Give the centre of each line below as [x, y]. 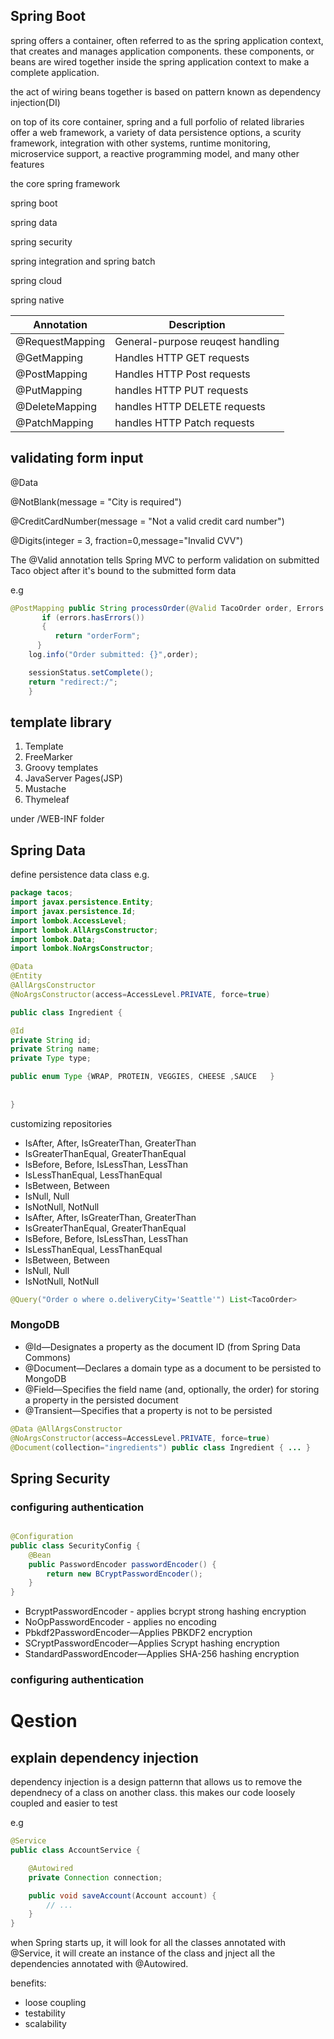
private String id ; [51, 1040]
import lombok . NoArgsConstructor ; [82, 949]
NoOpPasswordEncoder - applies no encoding [120, 1622]
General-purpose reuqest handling [197, 341]
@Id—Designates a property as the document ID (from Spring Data [162, 1346]
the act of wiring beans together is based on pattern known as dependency [166, 91]
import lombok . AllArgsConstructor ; [84, 930]
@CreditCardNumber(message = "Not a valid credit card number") [147, 521]
